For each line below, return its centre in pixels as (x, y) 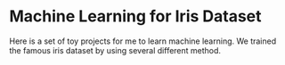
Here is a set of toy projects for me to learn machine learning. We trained (143, 41)
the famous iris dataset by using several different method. (115, 50)
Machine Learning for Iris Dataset (135, 16)
